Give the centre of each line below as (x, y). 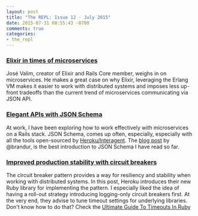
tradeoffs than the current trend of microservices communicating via (104, 93)
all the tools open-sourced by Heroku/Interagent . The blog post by (88, 140)
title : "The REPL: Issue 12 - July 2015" (59, 17)
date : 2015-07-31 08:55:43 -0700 (48, 23)
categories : (21, 34)
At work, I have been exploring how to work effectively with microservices (98, 127)
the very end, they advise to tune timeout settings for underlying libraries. (97, 200)
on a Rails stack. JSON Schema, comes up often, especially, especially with (99, 134)
